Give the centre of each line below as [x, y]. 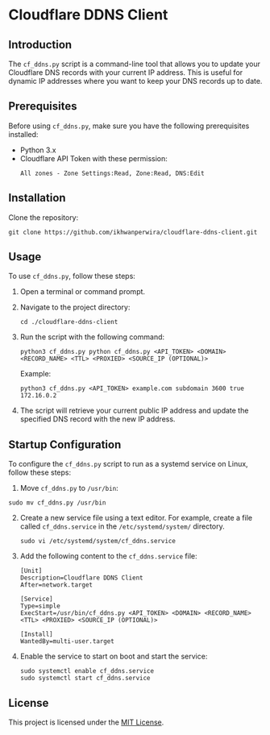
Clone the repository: [44, 217]
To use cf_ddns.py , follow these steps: [72, 276]
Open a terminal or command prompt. [83, 292]
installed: [23, 134]
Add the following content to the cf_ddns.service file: [108, 556]
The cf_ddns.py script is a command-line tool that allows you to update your [134, 64]
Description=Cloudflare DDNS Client [81, 578]
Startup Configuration [65, 444]
